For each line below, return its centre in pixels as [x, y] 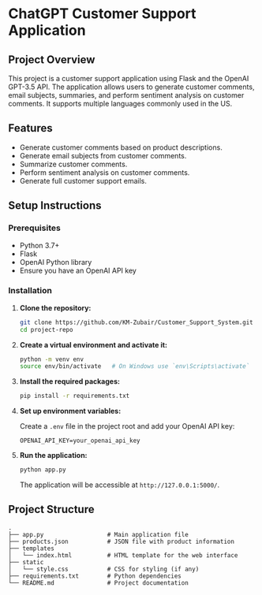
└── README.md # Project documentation [99, 583]
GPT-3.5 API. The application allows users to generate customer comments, [131, 87]
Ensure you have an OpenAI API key [78, 270]
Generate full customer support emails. [83, 180]
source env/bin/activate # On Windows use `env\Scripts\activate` [135, 366]
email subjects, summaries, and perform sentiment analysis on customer [126, 95]
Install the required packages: [70, 381]
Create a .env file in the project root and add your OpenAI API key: [127, 426]
